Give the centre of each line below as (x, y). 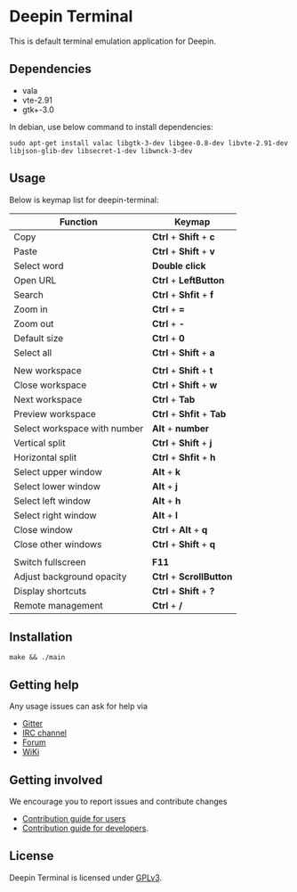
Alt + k (166, 471)
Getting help (44, 685)
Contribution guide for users (74, 818)
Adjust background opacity (70, 577)
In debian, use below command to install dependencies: (111, 127)
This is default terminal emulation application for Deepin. (112, 41)
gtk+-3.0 (38, 110)
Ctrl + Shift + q (184, 544)
